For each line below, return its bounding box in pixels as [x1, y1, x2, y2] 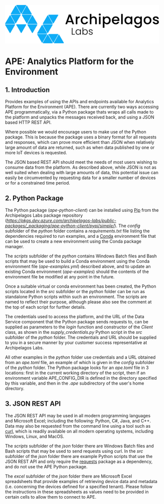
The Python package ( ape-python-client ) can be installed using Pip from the [5, 207, 159, 213]
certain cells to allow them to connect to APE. [5, 494, 97, 500]
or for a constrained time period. [5, 180, 70, 186]
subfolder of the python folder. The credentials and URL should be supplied [5, 334, 157, 340]
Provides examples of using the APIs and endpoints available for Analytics [5, 99, 154, 105]
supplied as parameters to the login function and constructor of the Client [5, 324, 153, 330]
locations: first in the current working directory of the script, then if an [5, 369, 145, 376]
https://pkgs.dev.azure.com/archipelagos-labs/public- [6, 217, 117, 223]
